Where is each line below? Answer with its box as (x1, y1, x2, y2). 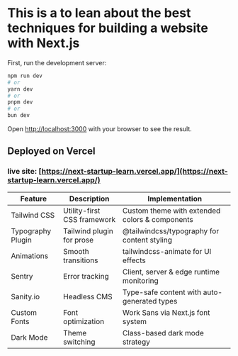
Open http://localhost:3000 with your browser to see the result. (7, 125, 193, 133)
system (123, 316, 147, 326)
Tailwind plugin (63, 226, 113, 235)
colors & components (123, 214, 193, 224)
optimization (63, 316, 105, 326)
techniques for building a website (7, 20, 209, 36)
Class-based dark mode (123, 328, 204, 338)
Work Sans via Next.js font (123, 307, 210, 317)
